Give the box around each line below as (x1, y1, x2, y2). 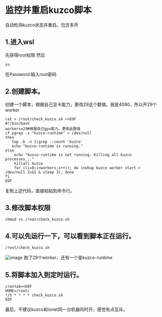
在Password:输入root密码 (5, 71, 57, 77)
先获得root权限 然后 (5, 52, 46, 58)
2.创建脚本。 (5, 87, 45, 96)
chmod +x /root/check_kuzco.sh (5, 217, 70, 222)
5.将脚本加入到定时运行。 (5, 270, 83, 279)
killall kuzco (14, 161, 43, 166)
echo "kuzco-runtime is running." (11, 144, 83, 149)
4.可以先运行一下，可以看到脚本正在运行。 (5, 232, 135, 240)
